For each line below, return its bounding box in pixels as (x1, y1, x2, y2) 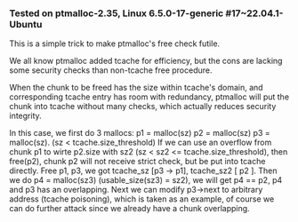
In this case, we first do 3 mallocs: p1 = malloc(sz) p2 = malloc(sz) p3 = (9, 128, 271, 139)
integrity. (9, 110, 42, 122)
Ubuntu (9, 18, 43, 30)
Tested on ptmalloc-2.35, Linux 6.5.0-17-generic (9, 7, 224, 20)
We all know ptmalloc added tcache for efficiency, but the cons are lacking (9, 56, 283, 67)
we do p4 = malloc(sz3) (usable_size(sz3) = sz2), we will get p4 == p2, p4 (9, 175, 283, 186)
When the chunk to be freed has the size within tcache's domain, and (9, 83, 264, 93)
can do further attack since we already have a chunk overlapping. (9, 203, 251, 214)
